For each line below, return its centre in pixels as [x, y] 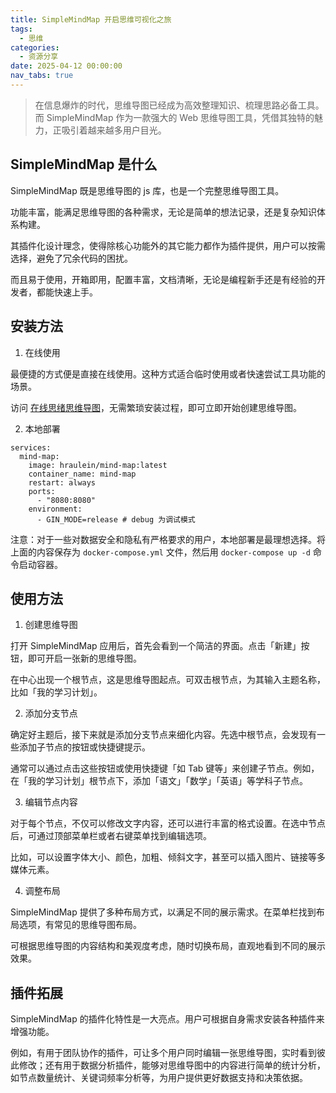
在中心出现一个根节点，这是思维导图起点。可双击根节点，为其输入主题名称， [168, 680]
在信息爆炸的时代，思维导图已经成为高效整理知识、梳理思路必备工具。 [179, 105]
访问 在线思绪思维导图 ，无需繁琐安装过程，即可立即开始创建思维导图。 [156, 407]
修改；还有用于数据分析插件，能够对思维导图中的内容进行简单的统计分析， [172, 1065]
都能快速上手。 [67, 292]
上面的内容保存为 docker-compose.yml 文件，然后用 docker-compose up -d [160, 552]
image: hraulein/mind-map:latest [98, 465]
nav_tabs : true [42, 76]
